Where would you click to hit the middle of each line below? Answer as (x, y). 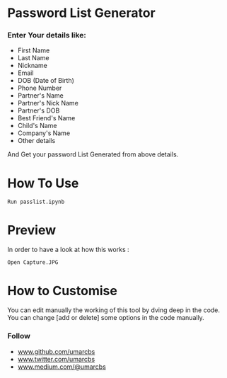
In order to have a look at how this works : (68, 250)
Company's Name (44, 133)
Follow (19, 336)
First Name (34, 50)
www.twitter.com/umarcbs (56, 359)
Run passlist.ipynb (36, 202)
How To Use (43, 183)
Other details (36, 141)
